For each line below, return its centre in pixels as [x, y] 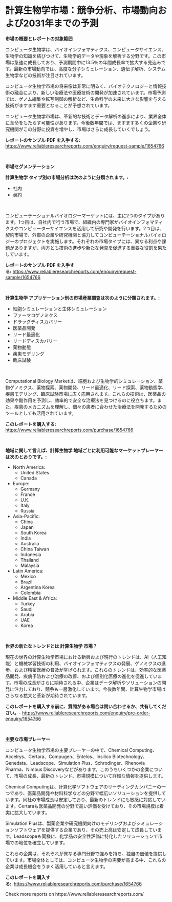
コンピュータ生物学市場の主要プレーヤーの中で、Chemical [67, 750]
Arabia [27, 614]
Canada [29, 478]
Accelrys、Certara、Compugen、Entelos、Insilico [58, 757]
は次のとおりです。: [26, 457]
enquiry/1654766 [23, 719]
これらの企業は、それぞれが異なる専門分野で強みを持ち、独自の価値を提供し [86, 853]
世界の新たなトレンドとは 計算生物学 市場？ [51, 646]
